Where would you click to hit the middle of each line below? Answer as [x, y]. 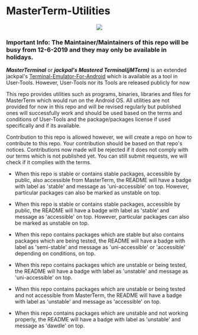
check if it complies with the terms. [49, 162]
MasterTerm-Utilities [58, 11]
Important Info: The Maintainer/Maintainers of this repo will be [98, 42]
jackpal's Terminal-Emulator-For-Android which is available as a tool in [92, 76]
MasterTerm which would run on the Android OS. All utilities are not [88, 100]
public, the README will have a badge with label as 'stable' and [92, 210]
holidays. [20, 57]
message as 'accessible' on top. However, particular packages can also [102, 217]
